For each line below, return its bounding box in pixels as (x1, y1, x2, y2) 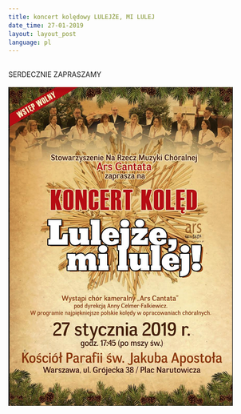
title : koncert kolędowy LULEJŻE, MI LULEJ (8, 13, 156, 21)
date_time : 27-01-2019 (8, 21, 84, 30)
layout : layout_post (8, 30, 77, 38)
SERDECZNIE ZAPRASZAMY (8, 70, 102, 79)
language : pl (8, 38, 52, 46)
